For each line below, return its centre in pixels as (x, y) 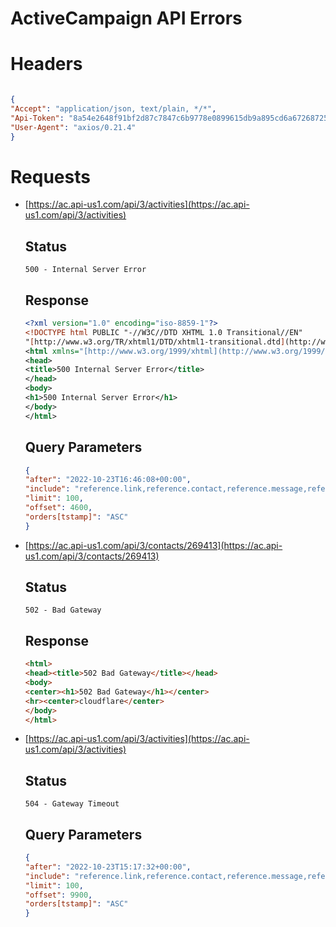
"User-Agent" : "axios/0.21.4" (73, 127)
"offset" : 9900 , (58, 895)
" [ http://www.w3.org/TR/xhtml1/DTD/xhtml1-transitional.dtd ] (155, 342)
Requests (50, 176)
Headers (46, 64)
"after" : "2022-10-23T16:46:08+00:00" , (108, 480)
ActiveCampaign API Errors (126, 18)
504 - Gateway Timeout (72, 804)
